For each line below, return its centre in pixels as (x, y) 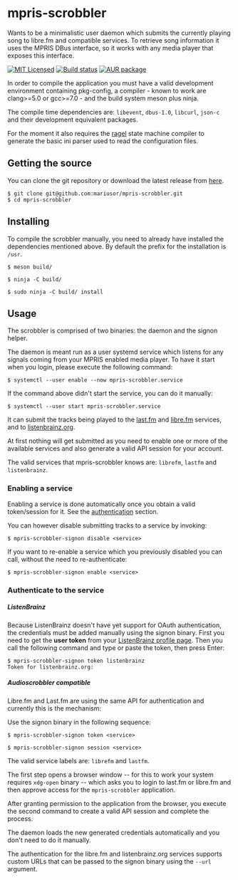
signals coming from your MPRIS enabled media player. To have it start (111, 360)
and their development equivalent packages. (73, 120)
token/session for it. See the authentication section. (83, 511)
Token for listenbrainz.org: (51, 667)
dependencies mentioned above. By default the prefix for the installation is (117, 246)
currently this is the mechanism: (55, 708)
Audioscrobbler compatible (49, 683)
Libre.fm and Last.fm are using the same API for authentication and (106, 701)
